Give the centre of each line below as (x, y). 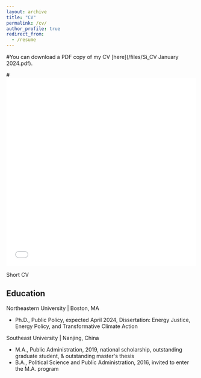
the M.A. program (37, 368)
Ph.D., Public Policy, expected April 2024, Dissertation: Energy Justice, (103, 320)
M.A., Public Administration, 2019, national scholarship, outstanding (98, 349)
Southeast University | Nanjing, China (53, 338)
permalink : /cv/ (26, 23)
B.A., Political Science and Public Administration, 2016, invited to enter (102, 362)
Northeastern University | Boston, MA (53, 308)
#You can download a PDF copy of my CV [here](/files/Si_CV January (92, 57)
